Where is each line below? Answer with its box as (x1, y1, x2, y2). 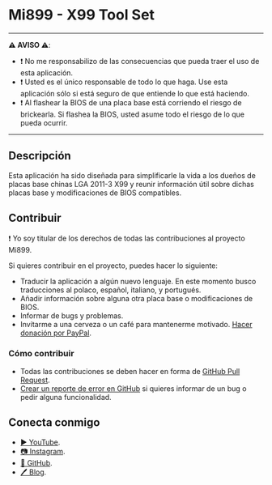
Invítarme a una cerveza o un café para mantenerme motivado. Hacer (19, 319, 253, 329)
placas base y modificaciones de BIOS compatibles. (8, 188, 182, 198)
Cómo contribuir (8, 348, 74, 359)
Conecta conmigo (8, 415, 100, 430)
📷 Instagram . (19, 446, 66, 456)
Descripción (8, 149, 71, 163)
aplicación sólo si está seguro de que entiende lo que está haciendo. (19, 88, 249, 98)
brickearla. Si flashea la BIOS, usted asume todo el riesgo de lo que (19, 109, 245, 119)
